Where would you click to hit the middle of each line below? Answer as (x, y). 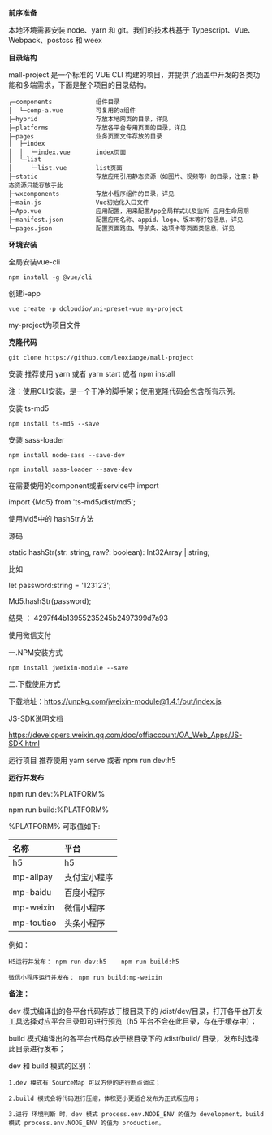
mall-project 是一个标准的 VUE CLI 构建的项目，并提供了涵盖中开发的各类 (131, 75)
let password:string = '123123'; (60, 585)
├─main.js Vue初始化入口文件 (79, 203)
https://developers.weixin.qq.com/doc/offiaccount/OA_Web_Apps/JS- (125, 735)
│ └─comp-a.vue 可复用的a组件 (72, 111)
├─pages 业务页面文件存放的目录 (85, 137)
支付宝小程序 (89, 877)
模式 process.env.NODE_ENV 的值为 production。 (86, 1123)
